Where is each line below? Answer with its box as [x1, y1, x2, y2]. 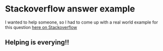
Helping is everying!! [5, 38, 69, 47]
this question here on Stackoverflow [5, 24, 78, 30]
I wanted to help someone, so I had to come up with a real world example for [5, 19, 158, 25]
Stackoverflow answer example [5, 3, 135, 14]
